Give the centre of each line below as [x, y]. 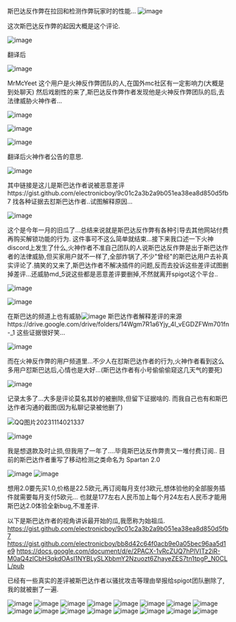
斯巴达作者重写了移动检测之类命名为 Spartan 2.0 [90, 459]
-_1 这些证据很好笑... [36, 332]
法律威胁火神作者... [35, 101]
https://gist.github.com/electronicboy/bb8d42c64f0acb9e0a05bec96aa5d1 [117, 544]
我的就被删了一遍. [33, 589]
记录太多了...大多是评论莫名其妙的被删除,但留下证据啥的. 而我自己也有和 [112, 398]
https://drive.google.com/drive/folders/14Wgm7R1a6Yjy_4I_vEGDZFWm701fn [118, 324]
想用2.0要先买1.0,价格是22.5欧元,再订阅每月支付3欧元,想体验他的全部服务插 [116, 488]
